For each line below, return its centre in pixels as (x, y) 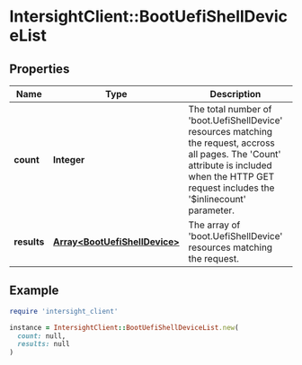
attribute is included (230, 165)
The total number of (230, 109)
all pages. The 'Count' (235, 154)
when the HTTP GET (231, 177)
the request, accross (232, 143)
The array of (214, 225)
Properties (40, 69)
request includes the (231, 188)
